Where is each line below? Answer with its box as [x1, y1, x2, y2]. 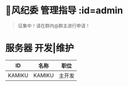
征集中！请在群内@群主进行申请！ [17, 23, 90, 29]
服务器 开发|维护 [5, 42, 75, 54]
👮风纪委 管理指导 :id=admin [5, 5, 123, 16]
